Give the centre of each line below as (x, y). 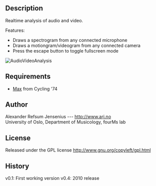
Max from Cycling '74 (35, 88)
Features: (15, 30)
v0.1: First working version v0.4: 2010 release (52, 178)
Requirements (28, 77)
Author (16, 105)
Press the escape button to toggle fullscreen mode (66, 51)
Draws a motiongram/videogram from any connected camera (76, 45)
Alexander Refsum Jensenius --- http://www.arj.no (58, 117)
